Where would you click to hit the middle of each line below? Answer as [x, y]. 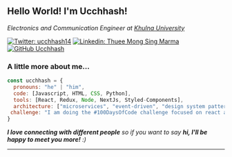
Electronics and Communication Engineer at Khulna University [96, 28]
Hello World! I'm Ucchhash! [67, 11]
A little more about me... [48, 66]
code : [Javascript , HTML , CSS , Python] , [72, 93]
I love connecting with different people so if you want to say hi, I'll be [107, 132]
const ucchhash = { [35, 81]
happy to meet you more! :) [47, 140]
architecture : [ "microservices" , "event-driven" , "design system [109, 106]
